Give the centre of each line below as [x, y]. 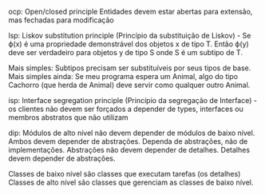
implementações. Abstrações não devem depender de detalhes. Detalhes [129, 150]
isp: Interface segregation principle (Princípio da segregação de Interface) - [133, 100]
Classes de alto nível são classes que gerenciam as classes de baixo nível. [131, 182]
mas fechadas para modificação [61, 20]
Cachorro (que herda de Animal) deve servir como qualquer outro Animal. [129, 85]
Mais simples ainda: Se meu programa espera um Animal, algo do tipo [123, 76]
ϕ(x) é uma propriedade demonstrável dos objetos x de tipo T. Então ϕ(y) [129, 44]
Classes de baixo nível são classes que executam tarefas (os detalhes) [125, 174]
